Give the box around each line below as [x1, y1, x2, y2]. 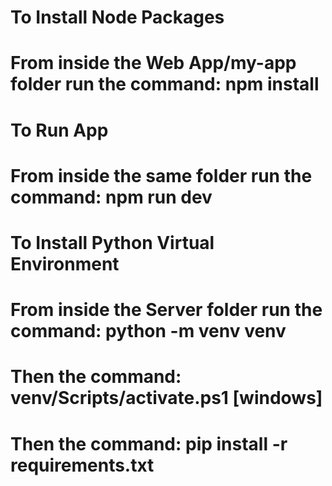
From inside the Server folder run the [10, 299, 323, 321]
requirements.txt [10, 454, 155, 476]
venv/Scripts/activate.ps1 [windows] [10, 387, 323, 410]
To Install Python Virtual [10, 231, 215, 254]
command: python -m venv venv [10, 320, 287, 343]
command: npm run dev [10, 186, 213, 208]
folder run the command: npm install [10, 73, 320, 96]
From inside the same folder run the [10, 164, 313, 187]
